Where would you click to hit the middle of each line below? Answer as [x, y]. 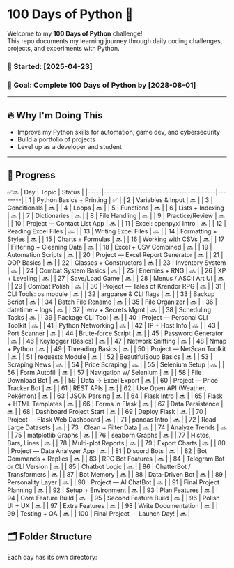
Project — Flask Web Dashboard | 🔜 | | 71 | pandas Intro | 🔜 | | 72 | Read [112, 419]
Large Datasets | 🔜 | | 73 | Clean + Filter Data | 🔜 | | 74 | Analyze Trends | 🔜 [117, 427]
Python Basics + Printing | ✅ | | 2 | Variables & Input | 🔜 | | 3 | [125, 200]
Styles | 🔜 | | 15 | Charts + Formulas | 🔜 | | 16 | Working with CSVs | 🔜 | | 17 [116, 239]
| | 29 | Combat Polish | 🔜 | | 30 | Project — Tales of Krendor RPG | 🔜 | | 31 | [116, 286]
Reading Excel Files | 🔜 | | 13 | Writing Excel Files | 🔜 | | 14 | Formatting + [112, 231]
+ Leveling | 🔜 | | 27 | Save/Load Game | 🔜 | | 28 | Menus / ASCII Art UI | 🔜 [116, 278]
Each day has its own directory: [52, 557]
